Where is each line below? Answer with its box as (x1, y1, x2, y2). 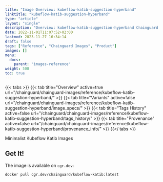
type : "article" (5, 16, 38, 21)
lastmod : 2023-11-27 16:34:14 (5, 35, 67, 40)
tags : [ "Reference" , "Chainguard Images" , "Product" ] (5, 44, 117, 48)
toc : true (5, 71, 25, 76)
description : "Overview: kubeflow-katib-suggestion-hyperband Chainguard (5, 25, 159, 30)
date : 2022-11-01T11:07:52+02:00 (5, 30, 73, 35)
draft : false (5, 39, 32, 44)
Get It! (5, 150, 24, 158)
